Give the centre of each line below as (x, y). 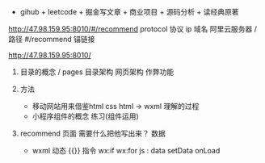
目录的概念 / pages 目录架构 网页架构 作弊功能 (97, 72)
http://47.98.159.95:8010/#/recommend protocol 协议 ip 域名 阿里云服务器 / (132, 29)
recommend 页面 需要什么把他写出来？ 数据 (93, 133)
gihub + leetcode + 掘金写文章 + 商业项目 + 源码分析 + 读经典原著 (129, 12)
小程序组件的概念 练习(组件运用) (85, 116)
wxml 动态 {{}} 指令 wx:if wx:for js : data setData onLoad (126, 150)
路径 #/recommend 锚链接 (52, 39)
